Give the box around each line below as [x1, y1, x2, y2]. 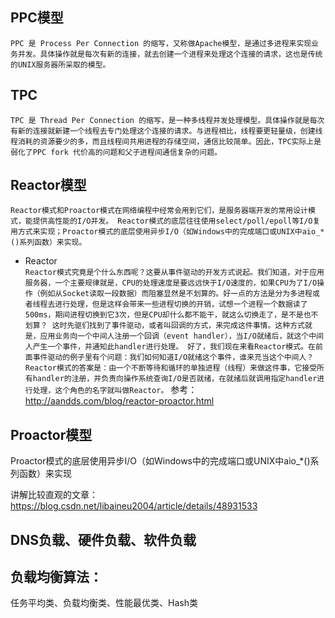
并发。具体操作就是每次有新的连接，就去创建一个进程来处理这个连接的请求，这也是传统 [17, 49, 323, 59]
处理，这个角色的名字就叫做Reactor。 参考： [32, 384, 198, 396]
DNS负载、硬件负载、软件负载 [10, 531, 197, 548]
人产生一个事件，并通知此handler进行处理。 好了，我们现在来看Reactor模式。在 [24, 342, 316, 352]
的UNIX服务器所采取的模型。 [10, 59, 111, 70]
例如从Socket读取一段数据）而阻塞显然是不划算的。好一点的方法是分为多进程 [39, 289, 313, 299]
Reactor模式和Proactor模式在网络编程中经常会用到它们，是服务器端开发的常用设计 [10, 206, 308, 216]
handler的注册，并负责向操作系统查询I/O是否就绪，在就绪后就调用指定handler [32, 374, 318, 384]
